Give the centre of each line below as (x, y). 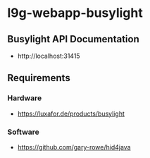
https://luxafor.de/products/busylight (71, 114)
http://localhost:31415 (49, 56)
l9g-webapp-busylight (75, 13)
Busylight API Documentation (73, 39)
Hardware (25, 98)
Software (24, 132)
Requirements (39, 78)
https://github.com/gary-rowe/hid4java (74, 147)
